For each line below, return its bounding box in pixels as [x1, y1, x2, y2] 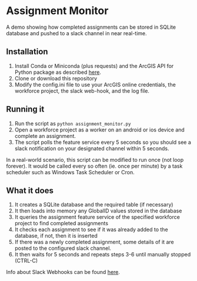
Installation [6, 47, 48, 57]
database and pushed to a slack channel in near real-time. [6, 29, 147, 36]
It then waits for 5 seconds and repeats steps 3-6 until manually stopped [14, 251, 191, 258]
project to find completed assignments [14, 220, 109, 227]
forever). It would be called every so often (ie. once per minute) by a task [6, 162, 183, 170]
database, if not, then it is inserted [14, 232, 98, 239]
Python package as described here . [14, 69, 102, 76]
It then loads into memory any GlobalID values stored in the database [14, 207, 182, 215]
